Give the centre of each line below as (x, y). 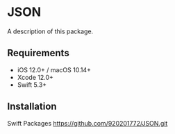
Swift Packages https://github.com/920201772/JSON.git (87, 123)
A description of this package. (50, 31)
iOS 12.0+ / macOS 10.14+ (54, 69)
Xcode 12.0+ (35, 77)
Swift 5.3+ (32, 85)
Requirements (38, 53)
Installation (32, 107)
